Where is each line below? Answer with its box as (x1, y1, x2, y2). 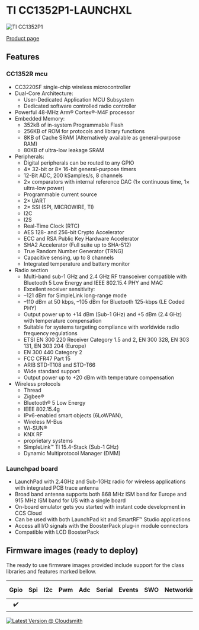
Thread (23, 386, 41, 393)
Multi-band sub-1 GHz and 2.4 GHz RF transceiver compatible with (23, 273, 187, 280)
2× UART (23, 197, 46, 204)
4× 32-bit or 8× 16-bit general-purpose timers (23, 165, 136, 172)
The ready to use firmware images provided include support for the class (6, 561, 185, 568)
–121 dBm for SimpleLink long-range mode (23, 292, 127, 299)
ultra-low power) (23, 184, 65, 191)
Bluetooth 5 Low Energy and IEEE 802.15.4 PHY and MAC (23, 279, 163, 286)
